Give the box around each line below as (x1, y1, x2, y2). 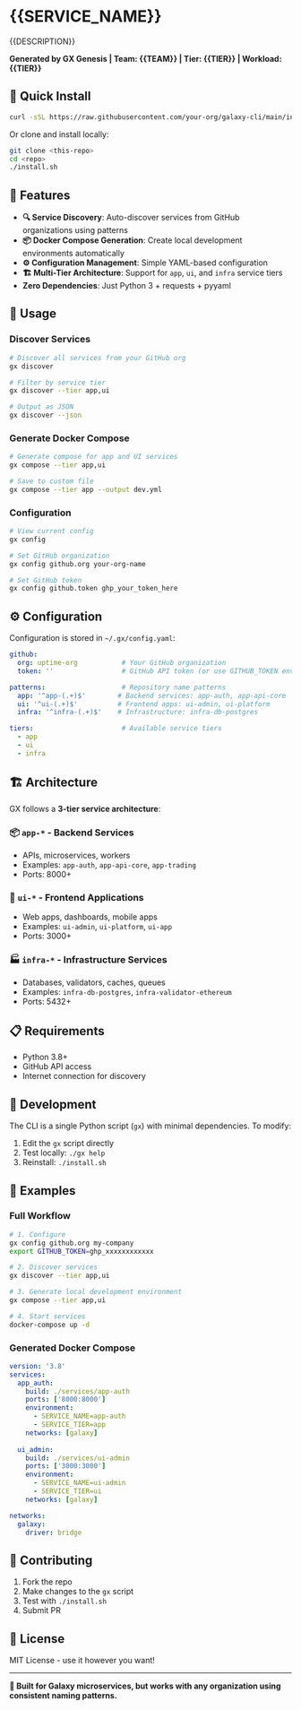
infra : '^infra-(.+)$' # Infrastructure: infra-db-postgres (17, 708, 258, 717)
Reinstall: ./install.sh (21, 1157, 107, 1168)
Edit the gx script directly (21, 1138, 115, 1149)
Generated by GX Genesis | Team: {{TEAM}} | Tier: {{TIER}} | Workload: (9, 53, 282, 64)
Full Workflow (9, 1210, 72, 1222)
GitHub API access (21, 1061, 92, 1072)
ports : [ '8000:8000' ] (25, 1395, 106, 1404)
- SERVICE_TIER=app (32, 1421, 106, 1429)
